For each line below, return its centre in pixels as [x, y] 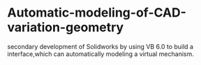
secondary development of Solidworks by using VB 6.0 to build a [100, 46]
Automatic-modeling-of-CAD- [97, 13]
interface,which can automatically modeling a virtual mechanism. [100, 54]
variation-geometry [66, 27]
